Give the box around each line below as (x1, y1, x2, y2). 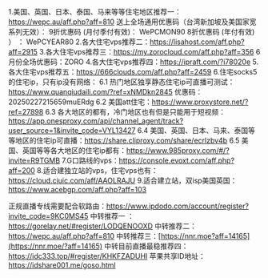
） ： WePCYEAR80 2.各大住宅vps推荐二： (8, 37, 150, 46)
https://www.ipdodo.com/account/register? (106, 201, 250, 211)
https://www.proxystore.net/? (151, 97, 249, 107)
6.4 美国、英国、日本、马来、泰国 (137, 126, 249, 135)
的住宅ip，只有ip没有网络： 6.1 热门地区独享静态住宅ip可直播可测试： (8, 77, 235, 87)
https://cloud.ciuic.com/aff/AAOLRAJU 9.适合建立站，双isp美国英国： (8, 175, 238, 185)
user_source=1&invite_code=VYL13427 (8, 126, 136, 135)
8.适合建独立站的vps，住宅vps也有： (37, 166, 158, 175)
